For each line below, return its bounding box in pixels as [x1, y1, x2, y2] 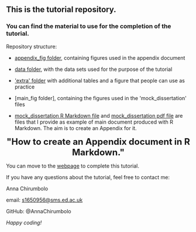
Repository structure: [6, 43, 57, 50]
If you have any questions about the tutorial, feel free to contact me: [6, 173, 170, 180]
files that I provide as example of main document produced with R [14, 118, 174, 125]
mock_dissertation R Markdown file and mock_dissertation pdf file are [14, 112, 183, 119]
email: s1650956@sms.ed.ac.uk [6, 196, 83, 203]
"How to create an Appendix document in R [6, 136, 190, 147]
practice [14, 83, 35, 90]
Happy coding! [6, 219, 42, 226]
